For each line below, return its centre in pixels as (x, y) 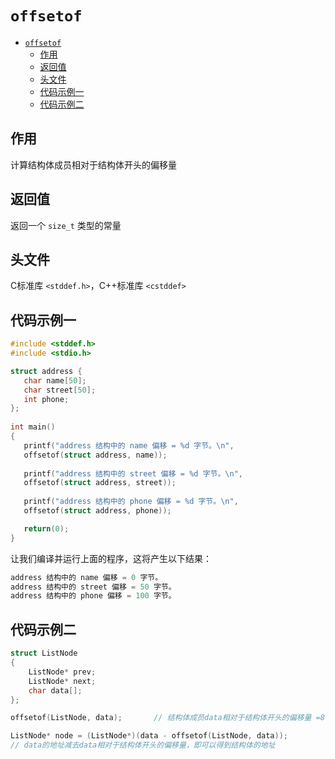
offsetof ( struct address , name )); (95, 455)
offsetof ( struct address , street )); (100, 483)
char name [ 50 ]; (55, 380)
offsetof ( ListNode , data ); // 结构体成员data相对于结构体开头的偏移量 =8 (167, 718)
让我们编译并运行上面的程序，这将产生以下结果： (111, 558)
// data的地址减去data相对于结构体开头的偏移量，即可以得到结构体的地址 (143, 745)
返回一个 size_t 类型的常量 (66, 225)
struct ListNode (44, 653)
